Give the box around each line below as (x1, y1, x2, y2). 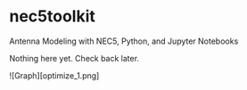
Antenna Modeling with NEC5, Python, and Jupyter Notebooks (9, 36, 239, 46)
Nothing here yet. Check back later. (9, 53, 140, 63)
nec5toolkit (9, 6, 95, 27)
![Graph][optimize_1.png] (9, 70, 100, 81)
